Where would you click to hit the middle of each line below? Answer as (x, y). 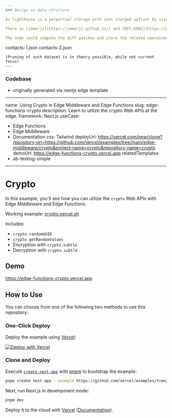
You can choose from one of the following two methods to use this (76, 307)
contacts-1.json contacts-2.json (39, 48)
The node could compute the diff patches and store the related (75, 38)
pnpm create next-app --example (40, 381)
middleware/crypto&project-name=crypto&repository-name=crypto (84, 147)
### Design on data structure (38, 10)
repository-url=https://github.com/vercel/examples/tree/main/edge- (84, 142)
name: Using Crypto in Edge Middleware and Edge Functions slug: (75, 105)
